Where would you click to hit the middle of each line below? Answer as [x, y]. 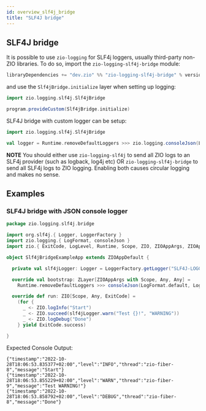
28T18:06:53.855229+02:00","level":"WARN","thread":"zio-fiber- [90, 380]
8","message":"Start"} [35, 370]
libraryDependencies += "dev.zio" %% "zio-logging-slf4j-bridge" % [94, 75]
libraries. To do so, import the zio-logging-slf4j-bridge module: [99, 64]
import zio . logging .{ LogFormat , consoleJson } [68, 241]
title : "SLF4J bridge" [35, 18]
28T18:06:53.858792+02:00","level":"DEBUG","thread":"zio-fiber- [91, 396]
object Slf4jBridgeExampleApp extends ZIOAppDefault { [78, 257]
